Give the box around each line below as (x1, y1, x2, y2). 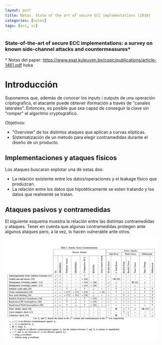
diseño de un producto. (12, 140, 59, 146)
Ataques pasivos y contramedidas (5, 205, 111, 214)
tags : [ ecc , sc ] (5, 23, 38, 28)
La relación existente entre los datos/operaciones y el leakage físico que (12, 176, 157, 182)
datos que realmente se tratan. (12, 192, 74, 197)
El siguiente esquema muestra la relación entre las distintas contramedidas (5, 218, 155, 224)
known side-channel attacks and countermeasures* (5, 46, 131, 53)
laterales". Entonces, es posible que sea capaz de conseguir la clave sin (5, 105, 149, 111)
